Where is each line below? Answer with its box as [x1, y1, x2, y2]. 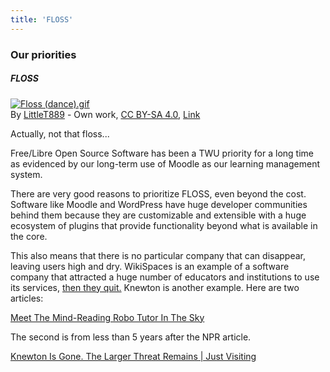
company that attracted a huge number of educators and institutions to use [10, 271, 320, 283]
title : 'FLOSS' [10, 14, 74, 25]
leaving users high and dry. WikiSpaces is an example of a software [10, 260, 290, 272]
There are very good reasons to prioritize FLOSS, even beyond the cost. [10, 187, 307, 200]
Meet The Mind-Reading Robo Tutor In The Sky [10, 311, 205, 323]
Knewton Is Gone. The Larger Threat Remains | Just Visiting [10, 350, 257, 362]
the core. [10, 230, 48, 242]
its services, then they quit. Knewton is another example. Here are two [10, 281, 300, 293]
